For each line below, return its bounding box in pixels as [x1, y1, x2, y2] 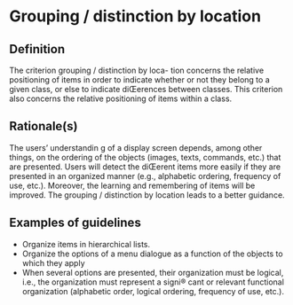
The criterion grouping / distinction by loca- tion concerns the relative [9, 65, 265, 75]
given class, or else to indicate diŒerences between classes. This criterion [9, 84, 283, 94]
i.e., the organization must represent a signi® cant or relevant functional [21, 277, 284, 287]
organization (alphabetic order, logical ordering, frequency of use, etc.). [21, 285, 284, 296]
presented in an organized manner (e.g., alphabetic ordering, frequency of [9, 170, 281, 181]
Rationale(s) [9, 119, 78, 134]
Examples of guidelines [9, 215, 142, 231]
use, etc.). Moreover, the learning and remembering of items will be [9, 180, 256, 191]
